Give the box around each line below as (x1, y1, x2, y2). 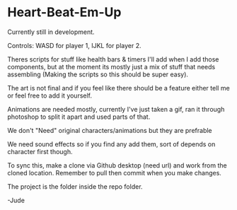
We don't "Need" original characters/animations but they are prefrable (7, 126, 212, 134)
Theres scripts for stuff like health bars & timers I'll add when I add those (7, 54, 219, 64)
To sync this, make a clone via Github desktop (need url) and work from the (7, 161, 228, 170)
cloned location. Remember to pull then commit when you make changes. (7, 168, 221, 177)
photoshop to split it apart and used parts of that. (7, 112, 151, 121)
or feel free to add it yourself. (7, 91, 93, 100)
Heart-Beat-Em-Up (7, 4, 122, 21)
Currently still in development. (7, 28, 95, 36)
